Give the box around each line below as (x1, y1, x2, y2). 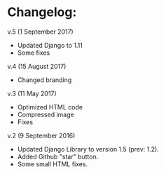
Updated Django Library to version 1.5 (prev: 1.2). (17, 145, 159, 153)
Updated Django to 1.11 (17, 41, 83, 49)
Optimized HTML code (17, 102, 83, 111)
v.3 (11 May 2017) (7, 89, 57, 98)
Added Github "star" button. (17, 152, 99, 161)
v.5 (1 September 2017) (7, 27, 74, 36)
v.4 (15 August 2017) (7, 62, 67, 70)
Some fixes (17, 48, 50, 57)
